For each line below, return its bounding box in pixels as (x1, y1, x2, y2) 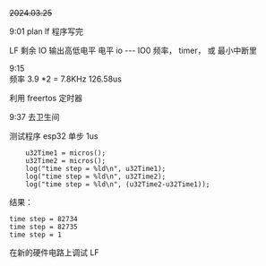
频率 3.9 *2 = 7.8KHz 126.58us (9, 73, 123, 84)
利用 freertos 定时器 (9, 93, 83, 103)
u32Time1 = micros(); (25, 149, 106, 158)
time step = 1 (9, 230, 63, 239)
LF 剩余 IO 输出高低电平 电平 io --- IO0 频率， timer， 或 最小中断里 (9, 45, 258, 56)
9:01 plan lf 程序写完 (9, 26, 83, 37)
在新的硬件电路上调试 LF (9, 247, 100, 258)
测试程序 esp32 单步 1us (9, 131, 99, 142)
